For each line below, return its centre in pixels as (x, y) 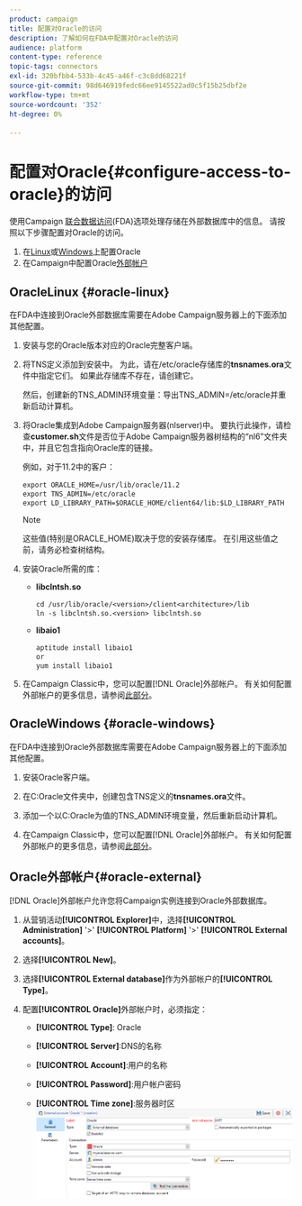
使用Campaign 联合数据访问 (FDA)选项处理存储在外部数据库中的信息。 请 (143, 222)
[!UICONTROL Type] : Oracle (89, 1027)
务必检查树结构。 (78, 549)
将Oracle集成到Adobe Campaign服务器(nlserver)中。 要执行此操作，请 (153, 425)
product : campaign (44, 19)
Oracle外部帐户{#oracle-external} (106, 877)
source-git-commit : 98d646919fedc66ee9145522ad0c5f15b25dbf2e (128, 86)
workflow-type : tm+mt (50, 95)
